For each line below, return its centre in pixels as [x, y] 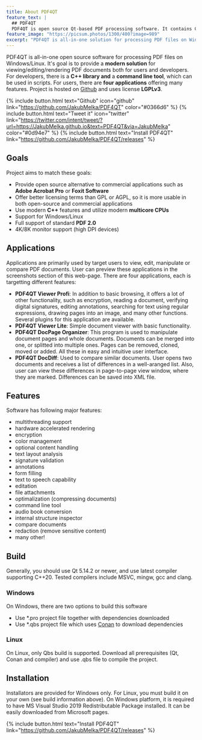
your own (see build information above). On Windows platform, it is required [100, 699]
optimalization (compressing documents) [66, 499]
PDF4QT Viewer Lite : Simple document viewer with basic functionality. [103, 326]
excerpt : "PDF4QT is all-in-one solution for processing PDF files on [96, 40]
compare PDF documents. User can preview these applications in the [92, 269]
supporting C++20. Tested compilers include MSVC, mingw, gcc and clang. [99, 577]
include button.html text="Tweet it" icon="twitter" [68, 113]
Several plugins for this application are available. [75, 319]
